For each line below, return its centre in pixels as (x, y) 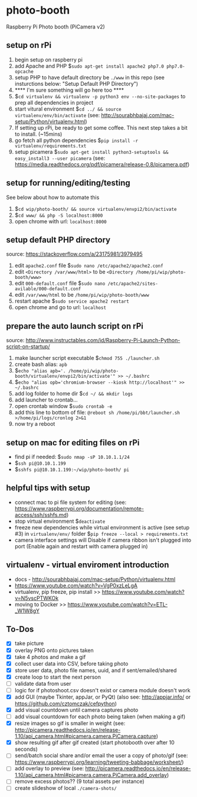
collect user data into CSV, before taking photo (71, 663)
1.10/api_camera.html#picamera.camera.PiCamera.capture (85, 736)
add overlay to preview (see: (49, 769)
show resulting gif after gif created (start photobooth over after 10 (95, 743)
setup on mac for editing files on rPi (73, 443)
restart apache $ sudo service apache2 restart (72, 301)
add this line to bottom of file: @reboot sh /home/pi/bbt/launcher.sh (97, 413)
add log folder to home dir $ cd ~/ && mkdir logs (74, 394)
